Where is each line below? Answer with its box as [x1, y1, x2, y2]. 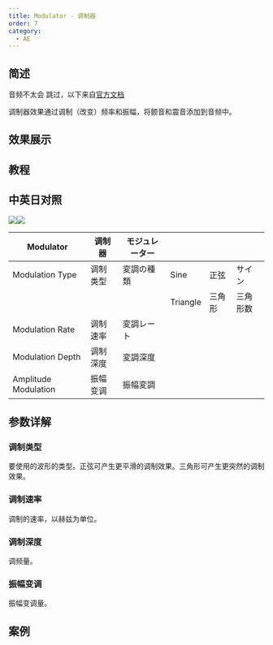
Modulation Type [12, 269, 77, 280]
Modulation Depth [12, 350, 81, 362]
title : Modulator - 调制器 [8, 11, 96, 20]
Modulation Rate [12, 324, 76, 335]
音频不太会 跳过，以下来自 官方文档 [8, 90, 124, 100]
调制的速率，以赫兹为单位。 [8, 514, 102, 523]
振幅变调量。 [8, 598, 51, 608]
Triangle [170, 296, 201, 307]
